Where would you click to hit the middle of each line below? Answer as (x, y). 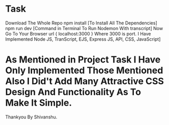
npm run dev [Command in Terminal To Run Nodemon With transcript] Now (84, 28)
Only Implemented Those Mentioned (84, 70)
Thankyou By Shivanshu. (31, 117)
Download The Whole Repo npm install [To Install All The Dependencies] (81, 23)
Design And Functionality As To (73, 92)
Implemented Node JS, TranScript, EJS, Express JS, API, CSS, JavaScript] (83, 39)
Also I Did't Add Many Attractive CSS (85, 81)
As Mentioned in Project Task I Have (83, 60)
